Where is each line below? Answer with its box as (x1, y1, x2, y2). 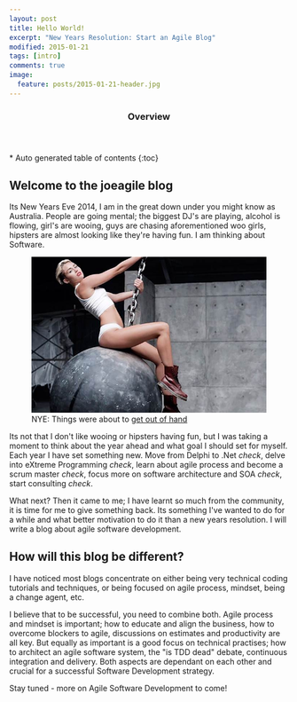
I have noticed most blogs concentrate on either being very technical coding (9, 572, 288, 583)
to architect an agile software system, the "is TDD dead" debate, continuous (9, 646, 288, 657)
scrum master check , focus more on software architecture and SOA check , (9, 469, 283, 479)
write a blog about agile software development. (9, 524, 182, 534)
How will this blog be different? (9, 549, 184, 564)
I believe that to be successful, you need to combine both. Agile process (9, 609, 273, 619)
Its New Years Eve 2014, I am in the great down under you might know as (9, 201, 276, 212)
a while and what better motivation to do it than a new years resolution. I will (9, 514, 286, 525)
